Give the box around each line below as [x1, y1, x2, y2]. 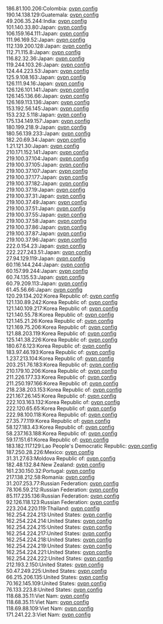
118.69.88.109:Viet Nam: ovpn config [6, 605, 94, 612]
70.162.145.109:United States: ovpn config [6, 580, 107, 587]
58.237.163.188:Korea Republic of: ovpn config [6, 430, 118, 437]
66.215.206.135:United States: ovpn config [6, 573, 108, 580]
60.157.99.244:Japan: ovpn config [6, 268, 88, 274]
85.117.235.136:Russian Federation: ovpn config [6, 492, 120, 499]
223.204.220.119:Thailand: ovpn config [6, 505, 100, 512]
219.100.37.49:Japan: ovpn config [6, 199, 87, 205]
